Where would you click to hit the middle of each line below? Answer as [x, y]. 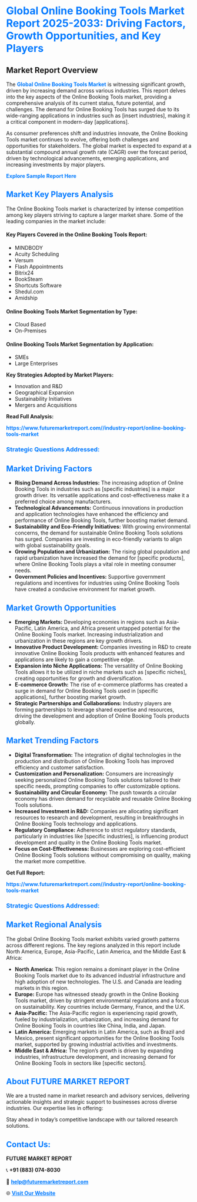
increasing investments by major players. [56, 164]
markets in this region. [41, 988]
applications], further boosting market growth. [71, 697]
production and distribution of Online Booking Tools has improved [94, 761]
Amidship [26, 298]
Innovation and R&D [39, 387]
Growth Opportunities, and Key [84, 36]
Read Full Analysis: [30, 417]
